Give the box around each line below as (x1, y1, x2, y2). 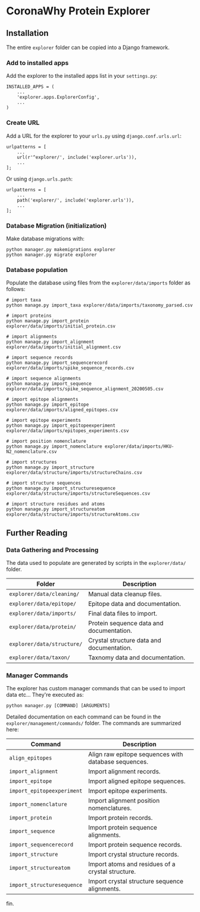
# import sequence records (6, 354, 73, 361)
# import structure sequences (6, 480, 82, 486)
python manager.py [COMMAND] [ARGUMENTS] (6, 703, 111, 709)
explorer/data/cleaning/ (9, 590, 80, 597)
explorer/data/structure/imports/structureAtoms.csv (6, 512, 140, 518)
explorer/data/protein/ (9, 623, 77, 630)
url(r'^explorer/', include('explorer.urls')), (17, 154, 137, 160)
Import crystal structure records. (88, 850, 179, 859)
